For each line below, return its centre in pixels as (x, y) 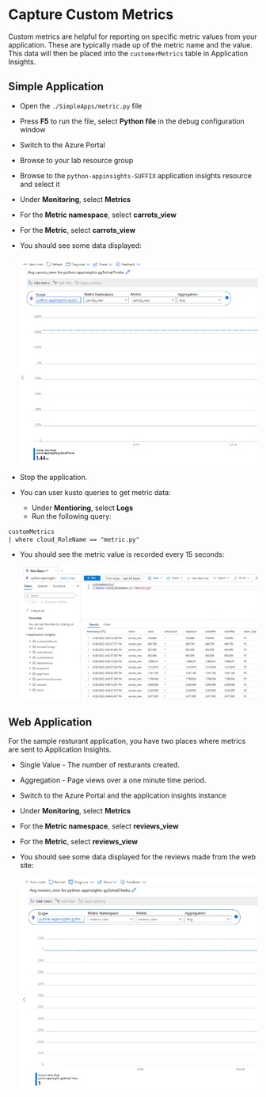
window (32, 129)
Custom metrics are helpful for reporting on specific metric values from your (133, 36)
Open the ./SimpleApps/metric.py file (81, 105)
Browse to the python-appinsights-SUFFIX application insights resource (135, 175)
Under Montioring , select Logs (82, 508)
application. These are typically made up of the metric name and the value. (131, 44)
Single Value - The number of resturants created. (100, 765)
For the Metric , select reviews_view (79, 842)
